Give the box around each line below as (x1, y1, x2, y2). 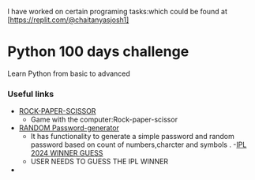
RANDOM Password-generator (18, 123, 120, 133)
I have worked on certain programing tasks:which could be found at (7, 7, 228, 16)
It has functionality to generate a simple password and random (30, 132, 234, 141)
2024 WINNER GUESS (30, 148, 103, 158)
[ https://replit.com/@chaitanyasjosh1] (7, 15, 129, 24)
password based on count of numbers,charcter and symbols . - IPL (30, 140, 247, 149)
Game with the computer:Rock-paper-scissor (30, 114, 178, 125)
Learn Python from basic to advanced (7, 69, 131, 78)
